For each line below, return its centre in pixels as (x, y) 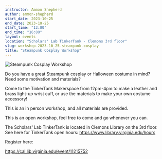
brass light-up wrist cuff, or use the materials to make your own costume (78, 94)
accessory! (16, 99)
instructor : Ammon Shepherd (34, 10)
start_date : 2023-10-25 (29, 19)
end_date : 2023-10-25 (27, 23)
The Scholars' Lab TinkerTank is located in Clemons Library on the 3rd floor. (81, 127)
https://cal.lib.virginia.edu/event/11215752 (46, 151)
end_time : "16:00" (24, 32)
